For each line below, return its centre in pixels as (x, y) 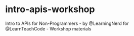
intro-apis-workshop (50, 9)
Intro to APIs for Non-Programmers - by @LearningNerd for (67, 23)
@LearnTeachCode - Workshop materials (48, 28)
